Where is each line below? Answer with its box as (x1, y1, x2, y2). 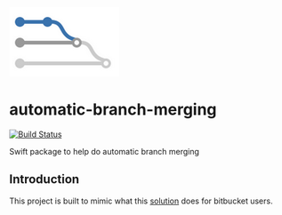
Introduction (9, 171, 80, 187)
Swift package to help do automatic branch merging (9, 146, 200, 156)
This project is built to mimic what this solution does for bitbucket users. (9, 195, 273, 206)
